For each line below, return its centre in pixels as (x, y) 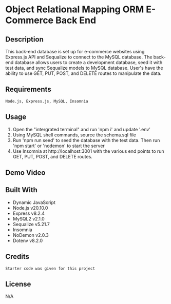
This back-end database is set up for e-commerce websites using (75, 52)
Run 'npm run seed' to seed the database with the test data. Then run (86, 140)
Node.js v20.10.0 (30, 208)
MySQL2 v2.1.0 (28, 218)
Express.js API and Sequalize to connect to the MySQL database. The (79, 57)
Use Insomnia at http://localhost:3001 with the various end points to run (88, 151)
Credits (17, 257)
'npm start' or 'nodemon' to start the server (59, 146)
